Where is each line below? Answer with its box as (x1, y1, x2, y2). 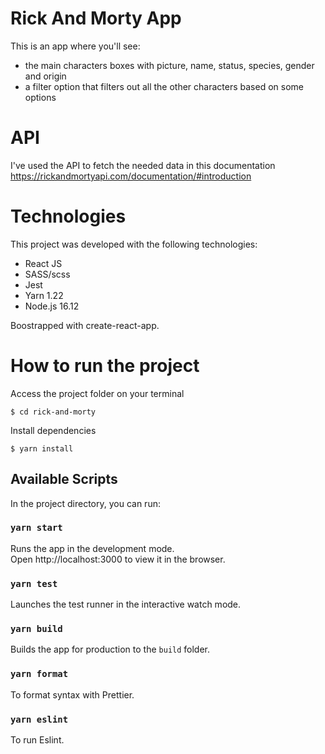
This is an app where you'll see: (10, 40, 141, 52)
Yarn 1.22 (24, 289, 64, 301)
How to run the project (10, 355, 200, 377)
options (24, 91, 57, 103)
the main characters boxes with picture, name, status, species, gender (24, 59, 315, 71)
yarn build (10, 623, 63, 635)
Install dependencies (10, 424, 97, 436)
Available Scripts (10, 471, 118, 488)
